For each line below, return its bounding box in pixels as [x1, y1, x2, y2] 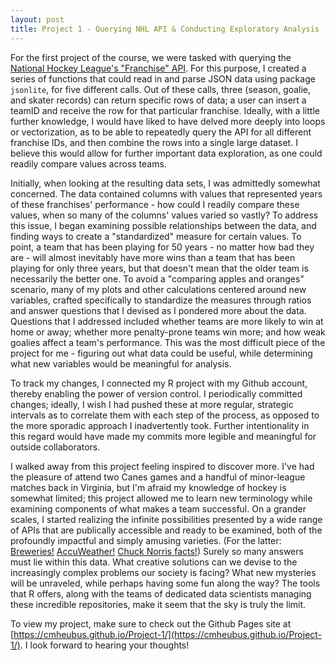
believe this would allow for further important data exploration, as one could [10, 147, 323, 159]
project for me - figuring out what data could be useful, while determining [10, 347, 313, 359]
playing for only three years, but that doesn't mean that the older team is [10, 262, 309, 274]
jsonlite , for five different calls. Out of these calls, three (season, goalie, [10, 83, 312, 95]
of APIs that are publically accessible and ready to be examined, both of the [10, 524, 323, 536]
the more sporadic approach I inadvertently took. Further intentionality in [10, 419, 310, 431]
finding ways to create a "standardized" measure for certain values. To [10, 230, 302, 242]
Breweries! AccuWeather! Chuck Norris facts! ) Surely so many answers [10, 545, 304, 557]
